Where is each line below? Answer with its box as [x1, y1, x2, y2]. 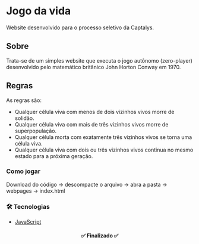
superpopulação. [14, 127, 57, 134]
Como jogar [6, 167, 40, 175]
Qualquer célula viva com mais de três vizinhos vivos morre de [14, 121, 169, 128]
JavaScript [14, 218, 42, 226]
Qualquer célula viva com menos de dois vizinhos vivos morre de [14, 108, 175, 115]
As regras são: [6, 97, 42, 104]
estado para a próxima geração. [14, 152, 93, 159]
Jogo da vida [6, 4, 71, 18]
